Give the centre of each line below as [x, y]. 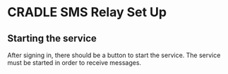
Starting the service [52, 38]
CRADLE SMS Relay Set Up [87, 12]
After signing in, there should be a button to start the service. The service [114, 55]
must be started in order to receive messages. [74, 63]
